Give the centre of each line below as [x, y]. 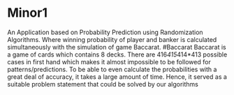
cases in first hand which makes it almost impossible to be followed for [109, 61]
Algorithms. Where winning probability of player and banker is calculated [112, 39]
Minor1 [27, 13]
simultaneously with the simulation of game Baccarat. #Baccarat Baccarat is [117, 47]
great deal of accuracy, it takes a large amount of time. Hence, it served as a [117, 76]
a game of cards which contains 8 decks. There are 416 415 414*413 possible [117, 54]
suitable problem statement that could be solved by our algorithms [103, 84]
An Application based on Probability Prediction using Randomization [105, 32]
